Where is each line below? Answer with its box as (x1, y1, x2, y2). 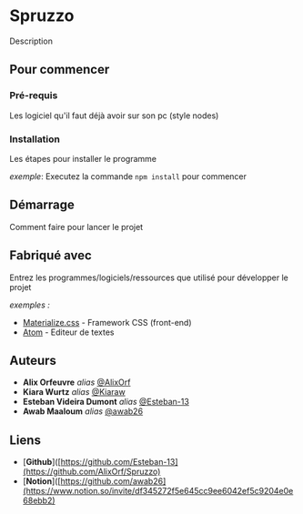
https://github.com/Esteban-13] (60, 457, 179, 468)
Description (9, 35, 53, 46)
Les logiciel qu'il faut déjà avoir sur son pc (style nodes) (9, 110, 219, 121)
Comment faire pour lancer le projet (9, 221, 144, 232)
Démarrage (9, 197, 75, 213)
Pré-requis (9, 89, 58, 102)
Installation (9, 133, 61, 146)
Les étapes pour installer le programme (9, 153, 157, 164)
